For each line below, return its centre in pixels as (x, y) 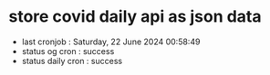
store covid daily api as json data (135, 17)
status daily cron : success (72, 61)
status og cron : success (68, 51)
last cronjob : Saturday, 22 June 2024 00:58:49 (111, 42)
